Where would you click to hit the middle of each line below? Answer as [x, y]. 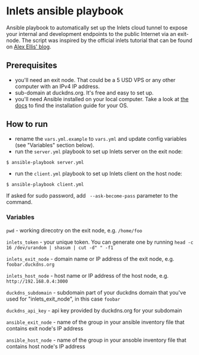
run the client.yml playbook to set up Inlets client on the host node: [98, 173]
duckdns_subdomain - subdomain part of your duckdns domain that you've [96, 292]
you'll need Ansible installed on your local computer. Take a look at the [102, 99]
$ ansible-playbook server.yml [45, 162]
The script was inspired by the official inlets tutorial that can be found [107, 40]
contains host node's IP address [46, 346]
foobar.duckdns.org [30, 265]
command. [19, 202]
